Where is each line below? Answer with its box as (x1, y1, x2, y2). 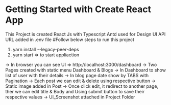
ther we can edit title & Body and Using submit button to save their (5, 88, 145, 94)
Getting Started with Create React (5, 4, 152, 15)
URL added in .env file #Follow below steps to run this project (5, 37, 134, 43)
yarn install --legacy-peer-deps (12, 46, 79, 52)
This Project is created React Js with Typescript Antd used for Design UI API (5, 31, 166, 37)
